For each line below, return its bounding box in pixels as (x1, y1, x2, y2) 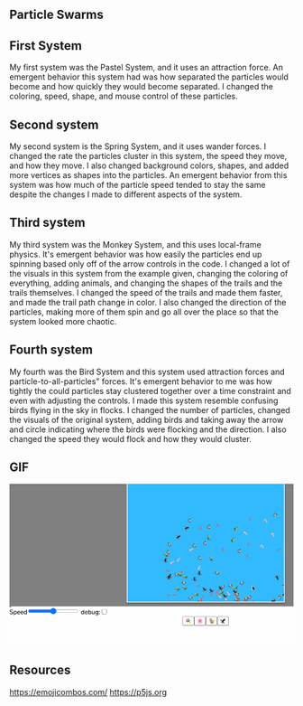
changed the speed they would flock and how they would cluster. (9, 433, 252, 444)
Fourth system (9, 343, 93, 358)
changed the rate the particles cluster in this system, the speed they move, (9, 151, 288, 162)
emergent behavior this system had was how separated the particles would (9, 71, 289, 82)
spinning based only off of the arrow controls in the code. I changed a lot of (9, 258, 290, 269)
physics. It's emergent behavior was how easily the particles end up (9, 249, 262, 259)
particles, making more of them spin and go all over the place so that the (9, 306, 280, 317)
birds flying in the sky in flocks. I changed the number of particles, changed (9, 404, 290, 415)
